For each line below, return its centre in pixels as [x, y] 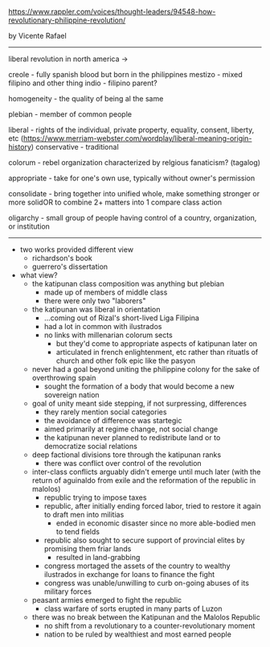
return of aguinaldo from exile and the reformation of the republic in [144, 480]
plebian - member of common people [70, 114]
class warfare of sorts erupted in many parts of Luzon [133, 608]
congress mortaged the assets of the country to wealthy [137, 566]
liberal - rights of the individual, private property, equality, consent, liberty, [131, 130]
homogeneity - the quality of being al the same [86, 99]
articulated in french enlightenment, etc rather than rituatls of [157, 352]
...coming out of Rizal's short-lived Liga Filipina [121, 318]
